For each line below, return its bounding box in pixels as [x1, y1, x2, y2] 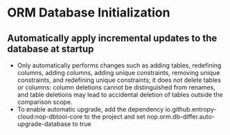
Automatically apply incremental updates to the [7, 32, 218, 44]
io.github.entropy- [165, 105, 217, 113]
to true [72, 120, 91, 128]
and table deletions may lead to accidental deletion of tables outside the [17, 91, 223, 98]
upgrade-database [17, 120, 71, 128]
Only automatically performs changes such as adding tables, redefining [17, 61, 222, 70]
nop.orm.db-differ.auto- [146, 112, 215, 121]
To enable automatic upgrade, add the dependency [17, 105, 164, 113]
